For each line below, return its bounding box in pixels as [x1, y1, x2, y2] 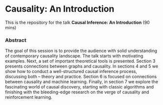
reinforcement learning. [5, 94, 53, 100]
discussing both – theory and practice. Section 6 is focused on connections [5, 74, 157, 80]
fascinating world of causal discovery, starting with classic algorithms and [5, 84, 154, 90]
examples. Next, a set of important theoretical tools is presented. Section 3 [5, 58, 156, 64]
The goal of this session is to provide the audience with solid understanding [5, 48, 158, 54]
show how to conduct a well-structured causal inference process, [5, 69, 138, 74]
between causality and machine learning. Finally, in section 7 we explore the [5, 79, 159, 85]
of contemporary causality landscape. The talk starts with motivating [5, 53, 143, 59]
